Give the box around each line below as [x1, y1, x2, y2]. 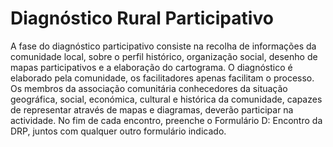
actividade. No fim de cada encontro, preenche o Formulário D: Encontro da [10, 114, 323, 126]
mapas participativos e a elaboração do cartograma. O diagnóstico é [10, 61, 293, 73]
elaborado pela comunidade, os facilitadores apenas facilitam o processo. [10, 72, 315, 84]
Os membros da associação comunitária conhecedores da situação [10, 82, 288, 94]
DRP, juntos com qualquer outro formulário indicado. [10, 125, 227, 137]
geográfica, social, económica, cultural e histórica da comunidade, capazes [10, 93, 323, 105]
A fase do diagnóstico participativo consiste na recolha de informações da [10, 40, 317, 52]
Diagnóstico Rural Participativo [10, 7, 274, 30]
